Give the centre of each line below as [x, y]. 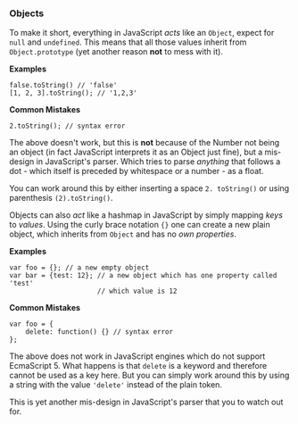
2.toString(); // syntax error [67, 126]
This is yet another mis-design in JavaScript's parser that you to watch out [146, 402]
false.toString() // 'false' [63, 86]
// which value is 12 [137, 291]
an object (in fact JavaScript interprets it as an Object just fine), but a [136, 152]
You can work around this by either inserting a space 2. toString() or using [149, 188]
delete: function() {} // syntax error [99, 332]
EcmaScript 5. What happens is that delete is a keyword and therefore [138, 366]
